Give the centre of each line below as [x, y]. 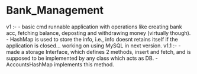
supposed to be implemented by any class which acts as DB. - [82, 58]
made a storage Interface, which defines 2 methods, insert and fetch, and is [98, 52]
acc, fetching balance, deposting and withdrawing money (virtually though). [98, 33]
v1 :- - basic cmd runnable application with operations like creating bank [94, 27]
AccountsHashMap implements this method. [60, 64]
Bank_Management [55, 10]
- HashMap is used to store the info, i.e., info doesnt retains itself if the [92, 39]
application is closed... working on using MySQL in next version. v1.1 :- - [94, 46]
